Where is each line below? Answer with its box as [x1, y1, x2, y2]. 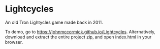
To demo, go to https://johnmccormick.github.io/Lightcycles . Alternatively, [5, 29, 156, 34]
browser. [5, 39, 23, 45]
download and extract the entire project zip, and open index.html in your [5, 34, 152, 40]
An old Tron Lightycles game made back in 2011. [5, 19, 103, 25]
